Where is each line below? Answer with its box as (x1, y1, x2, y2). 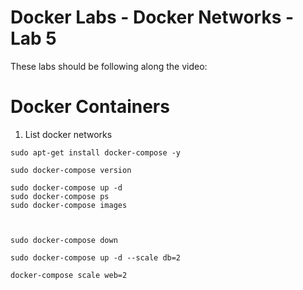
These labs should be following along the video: (10, 60, 208, 72)
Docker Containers (10, 96, 170, 118)
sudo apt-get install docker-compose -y (10, 147, 182, 158)
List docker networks (24, 128, 113, 140)
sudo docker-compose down (10, 235, 118, 245)
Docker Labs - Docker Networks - (10, 6, 295, 29)
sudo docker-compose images (10, 200, 128, 210)
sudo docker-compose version (10, 165, 132, 175)
